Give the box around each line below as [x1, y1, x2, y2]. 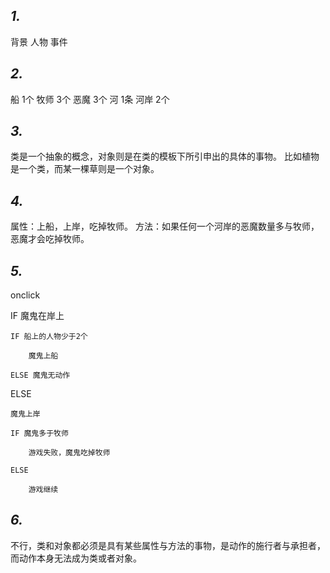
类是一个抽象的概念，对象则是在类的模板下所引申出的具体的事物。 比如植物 [10, 150, 320, 163]
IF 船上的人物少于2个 [10, 332, 88, 342]
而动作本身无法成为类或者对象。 [10, 552, 142, 564]
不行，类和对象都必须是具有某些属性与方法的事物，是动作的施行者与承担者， [10, 539, 326, 551]
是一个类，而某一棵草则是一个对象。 [10, 163, 160, 175]
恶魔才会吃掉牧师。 [10, 233, 90, 245]
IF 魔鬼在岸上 [10, 310, 65, 322]
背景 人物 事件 [10, 35, 68, 48]
